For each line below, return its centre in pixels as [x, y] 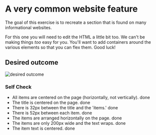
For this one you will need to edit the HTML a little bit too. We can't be [75, 37]
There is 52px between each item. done [52, 113]
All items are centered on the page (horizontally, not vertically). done [81, 98]
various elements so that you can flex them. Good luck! [60, 47]
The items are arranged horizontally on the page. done [67, 118]
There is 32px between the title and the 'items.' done [65, 108]
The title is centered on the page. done [51, 102]
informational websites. [29, 27]
